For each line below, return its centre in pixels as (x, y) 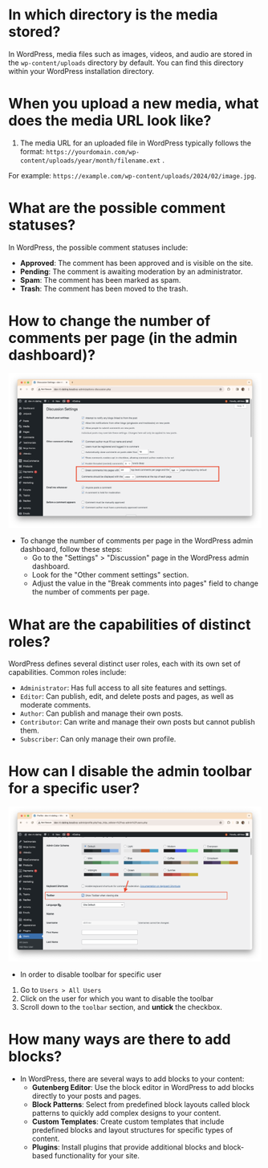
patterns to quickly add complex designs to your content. (126, 1113)
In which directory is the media (113, 15)
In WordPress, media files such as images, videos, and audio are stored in (130, 54)
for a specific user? (74, 788)
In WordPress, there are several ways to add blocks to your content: (132, 1079)
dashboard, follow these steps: (71, 549)
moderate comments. (55, 705)
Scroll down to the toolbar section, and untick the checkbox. (121, 1007)
